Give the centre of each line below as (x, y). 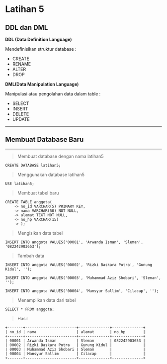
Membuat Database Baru (44, 139)
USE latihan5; (20, 183)
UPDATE (21, 119)
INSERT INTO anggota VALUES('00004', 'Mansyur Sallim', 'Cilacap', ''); (82, 291)
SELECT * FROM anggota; (30, 309)
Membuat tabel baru (38, 193)
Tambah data (31, 256)
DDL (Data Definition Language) (39, 39)
